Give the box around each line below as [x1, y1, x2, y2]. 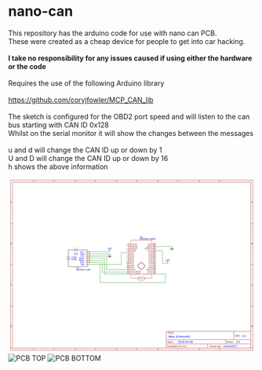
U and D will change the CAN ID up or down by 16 [8, 153, 169, 163]
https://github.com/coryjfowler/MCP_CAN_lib [8, 95, 154, 104]
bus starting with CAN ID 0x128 [8, 120, 110, 130]
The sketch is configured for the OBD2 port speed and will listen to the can [8, 112, 250, 121]
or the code [8, 61, 47, 71]
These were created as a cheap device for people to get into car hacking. [8, 36, 246, 46]
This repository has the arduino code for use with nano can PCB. [8, 28, 217, 38]
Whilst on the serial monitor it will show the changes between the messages [8, 128, 253, 137]
